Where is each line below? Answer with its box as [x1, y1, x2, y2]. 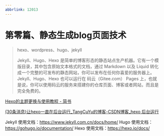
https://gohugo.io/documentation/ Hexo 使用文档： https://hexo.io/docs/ [5, 125, 150, 131]
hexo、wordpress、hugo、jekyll [17, 47, 82, 53]
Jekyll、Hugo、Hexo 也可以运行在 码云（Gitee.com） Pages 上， [17, 75, 148, 81]
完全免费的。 [17, 88, 43, 93]
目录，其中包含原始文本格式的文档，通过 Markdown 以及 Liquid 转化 [21, 63, 159, 69]
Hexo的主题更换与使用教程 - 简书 [5, 98, 72, 104]
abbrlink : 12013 [5, 7, 38, 12]
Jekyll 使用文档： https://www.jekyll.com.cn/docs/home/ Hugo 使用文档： [5, 119, 153, 125]
